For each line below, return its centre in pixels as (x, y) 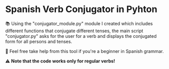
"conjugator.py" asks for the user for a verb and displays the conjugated (81, 36)
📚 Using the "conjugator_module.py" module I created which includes (79, 23)
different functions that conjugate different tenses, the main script (74, 31)
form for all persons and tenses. (39, 41)
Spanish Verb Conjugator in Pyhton (81, 9)
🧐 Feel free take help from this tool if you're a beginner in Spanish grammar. (84, 51)
